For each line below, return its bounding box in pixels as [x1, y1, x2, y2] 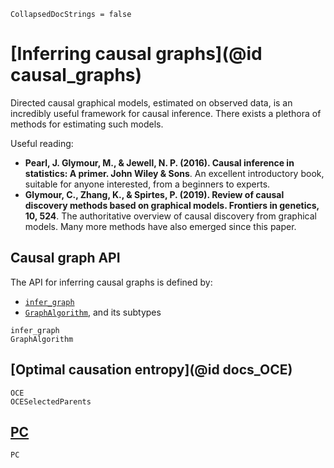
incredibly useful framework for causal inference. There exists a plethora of [10, 107, 322, 119]
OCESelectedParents [10, 396, 92, 407]
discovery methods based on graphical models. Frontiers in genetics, [24, 199, 320, 211]
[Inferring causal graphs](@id [10, 43, 263, 65]
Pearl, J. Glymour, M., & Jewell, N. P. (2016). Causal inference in [24, 156, 295, 169]
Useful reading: [10, 137, 74, 149]
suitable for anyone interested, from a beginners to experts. [24, 178, 271, 190]
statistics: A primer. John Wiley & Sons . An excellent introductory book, [24, 167, 325, 179]
